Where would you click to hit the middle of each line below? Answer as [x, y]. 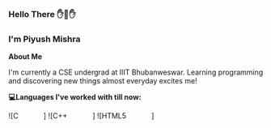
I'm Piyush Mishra [44, 39]
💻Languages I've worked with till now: [75, 97]
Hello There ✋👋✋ [42, 14]
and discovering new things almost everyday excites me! [103, 81]
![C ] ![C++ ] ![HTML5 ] [81, 116]
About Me [25, 57]
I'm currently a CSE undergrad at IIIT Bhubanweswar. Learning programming [136, 72]
